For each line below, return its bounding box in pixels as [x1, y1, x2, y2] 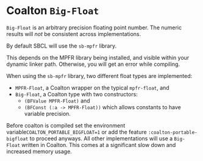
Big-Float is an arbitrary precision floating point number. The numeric [6, 24, 182, 31]
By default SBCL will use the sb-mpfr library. [6, 42, 117, 49]
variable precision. [24, 110, 71, 117]
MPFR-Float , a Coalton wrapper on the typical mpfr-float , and [15, 84, 169, 91]
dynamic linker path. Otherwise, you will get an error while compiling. [6, 60, 180, 68]
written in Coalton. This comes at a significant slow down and [21, 141, 176, 148]
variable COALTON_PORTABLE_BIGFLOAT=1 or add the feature [6, 128, 148, 135]
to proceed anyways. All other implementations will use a [29, 135, 173, 142]
